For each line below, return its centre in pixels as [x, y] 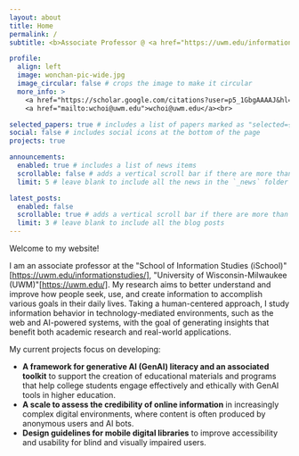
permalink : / [33, 34]
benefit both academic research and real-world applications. [120, 332]
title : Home [31, 26]
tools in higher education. [69, 395]
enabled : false [45, 206]
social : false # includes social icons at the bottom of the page [135, 133]
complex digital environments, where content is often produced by [144, 414]
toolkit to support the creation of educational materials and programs [149, 376]
